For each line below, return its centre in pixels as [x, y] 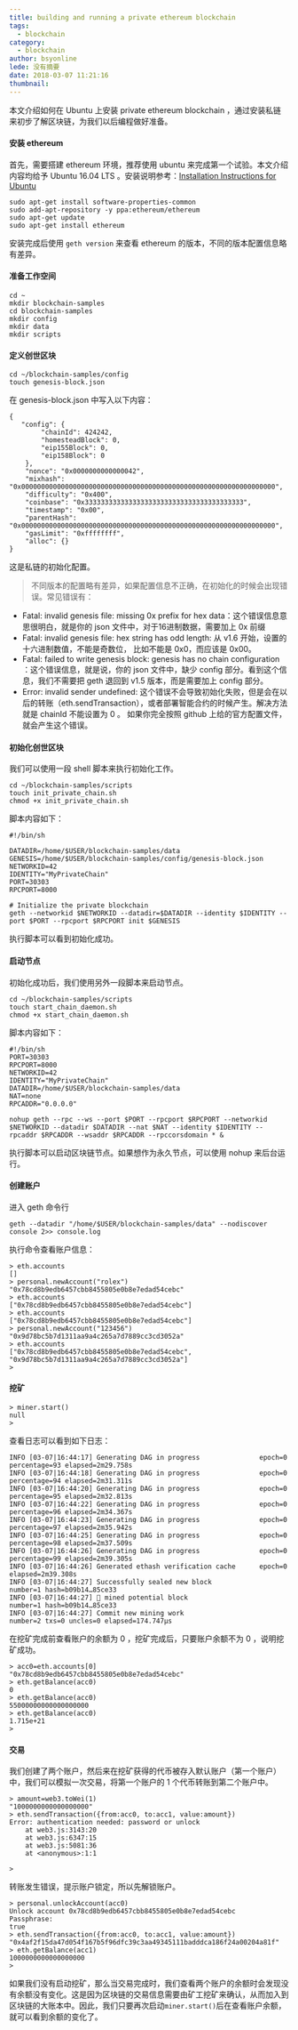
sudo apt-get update [47, 217]
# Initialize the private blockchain [79, 906]
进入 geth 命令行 [39, 1207]
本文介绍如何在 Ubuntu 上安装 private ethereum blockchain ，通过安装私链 [145, 110]
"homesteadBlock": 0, [81, 440]
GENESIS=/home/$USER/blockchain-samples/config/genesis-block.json [137, 859]
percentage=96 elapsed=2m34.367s [71, 1512]
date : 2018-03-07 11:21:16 [59, 76]
